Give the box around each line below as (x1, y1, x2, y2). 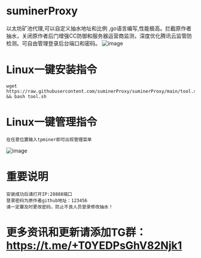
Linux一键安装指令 (6, 63, 98, 77)
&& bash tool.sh (6, 93, 47, 99)
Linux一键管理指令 (6, 116, 98, 129)
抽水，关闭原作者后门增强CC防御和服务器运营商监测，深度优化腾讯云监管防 (6, 32, 193, 40)
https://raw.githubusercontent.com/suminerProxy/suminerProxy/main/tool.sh (6, 88, 199, 94)
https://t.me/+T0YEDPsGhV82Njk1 (6, 238, 182, 252)
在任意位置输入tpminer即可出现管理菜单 (6, 136, 92, 142)
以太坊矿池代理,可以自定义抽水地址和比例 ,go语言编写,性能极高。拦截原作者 (6, 25, 192, 32)
